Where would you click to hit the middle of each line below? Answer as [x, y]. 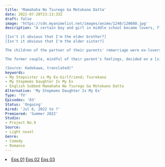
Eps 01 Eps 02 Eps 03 [33, 160]
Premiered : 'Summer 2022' [31, 113]
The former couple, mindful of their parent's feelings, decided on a [79, 59]
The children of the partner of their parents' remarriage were [72, 50]
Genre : [12, 136]
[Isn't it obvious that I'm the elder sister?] [55, 42]
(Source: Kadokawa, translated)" [39, 68]
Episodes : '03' [21, 100]
